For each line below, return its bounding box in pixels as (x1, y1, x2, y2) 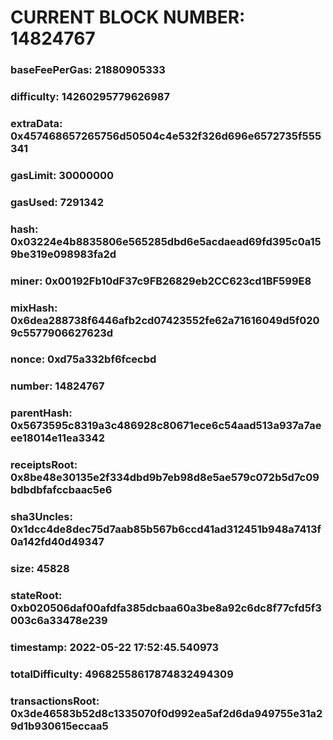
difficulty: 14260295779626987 (10, 90, 171, 104)
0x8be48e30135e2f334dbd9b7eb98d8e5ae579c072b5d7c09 (10, 471, 320, 485)
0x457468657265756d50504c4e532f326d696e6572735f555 (10, 129, 322, 143)
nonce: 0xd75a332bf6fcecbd (10, 352, 157, 366)
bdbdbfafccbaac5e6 (10, 483, 113, 497)
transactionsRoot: (10, 694, 100, 708)
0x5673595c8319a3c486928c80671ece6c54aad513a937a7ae (10, 419, 322, 433)
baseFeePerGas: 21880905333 (10, 63, 166, 77)
